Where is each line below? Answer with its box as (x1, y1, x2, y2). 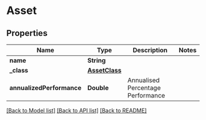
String (87, 56, 106, 65)
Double (87, 83, 109, 92)
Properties (6, 28, 48, 38)
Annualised (127, 76, 160, 84)
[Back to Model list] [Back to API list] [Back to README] (6, 107, 147, 114)
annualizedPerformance (9, 83, 82, 92)
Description (132, 46, 168, 54)
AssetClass (87, 66, 121, 74)
